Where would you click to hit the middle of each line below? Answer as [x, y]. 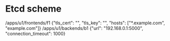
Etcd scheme [34, 9]
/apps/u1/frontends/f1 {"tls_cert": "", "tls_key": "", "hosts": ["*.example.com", [85, 23]
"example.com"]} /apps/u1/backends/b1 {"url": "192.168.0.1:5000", [74, 28]
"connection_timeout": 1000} [35, 33]
